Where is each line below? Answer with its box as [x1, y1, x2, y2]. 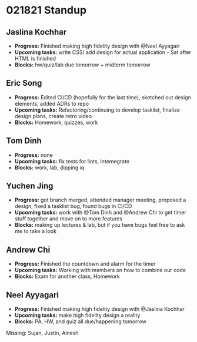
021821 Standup [6, 4, 87, 17]
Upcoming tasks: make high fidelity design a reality [14, 312, 141, 319]
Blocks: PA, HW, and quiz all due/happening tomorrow [14, 318, 147, 325]
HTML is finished [14, 55, 56, 62]
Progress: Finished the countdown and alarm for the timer [14, 260, 156, 267]
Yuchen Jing [6, 181, 54, 191]
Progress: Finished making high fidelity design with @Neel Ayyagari [14, 42, 180, 49]
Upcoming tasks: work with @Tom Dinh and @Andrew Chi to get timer [14, 209, 186, 216]
